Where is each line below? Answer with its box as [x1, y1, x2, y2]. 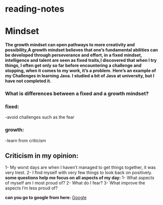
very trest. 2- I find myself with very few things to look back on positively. [5, 169, 152, 176]
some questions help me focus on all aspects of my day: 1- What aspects [5, 175, 155, 181]
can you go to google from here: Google [5, 195, 87, 201]
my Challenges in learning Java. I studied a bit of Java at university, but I [5, 73, 155, 79]
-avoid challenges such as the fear [5, 114, 74, 120]
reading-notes [5, 3, 65, 15]
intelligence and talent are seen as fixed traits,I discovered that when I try [5, 57, 157, 63]
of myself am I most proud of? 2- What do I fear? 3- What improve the [5, 180, 145, 186]
